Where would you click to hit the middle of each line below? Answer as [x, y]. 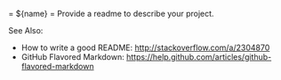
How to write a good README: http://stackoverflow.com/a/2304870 [145, 47]
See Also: [26, 30]
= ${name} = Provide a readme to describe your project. [111, 14]
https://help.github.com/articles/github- [199, 57]
